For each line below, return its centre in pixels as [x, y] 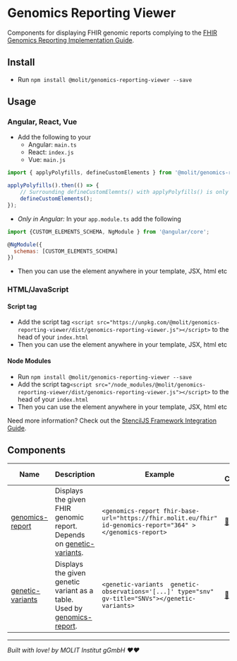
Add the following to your [54, 137]
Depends [70, 535]
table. [65, 599]
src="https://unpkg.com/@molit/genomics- [159, 323]
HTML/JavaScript [38, 289]
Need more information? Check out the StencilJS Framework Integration [112, 420]
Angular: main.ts [53, 145]
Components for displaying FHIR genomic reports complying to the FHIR [112, 33]
